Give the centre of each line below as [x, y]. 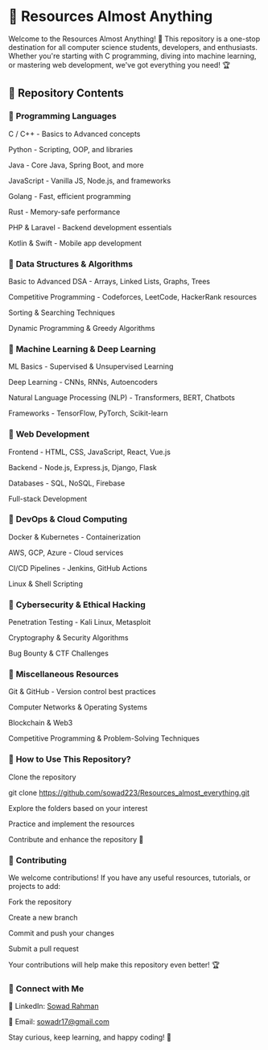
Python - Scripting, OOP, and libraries [71, 149]
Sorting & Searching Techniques [62, 312]
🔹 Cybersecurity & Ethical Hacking [77, 605]
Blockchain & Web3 [41, 723]
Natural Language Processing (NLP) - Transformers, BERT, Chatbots [122, 398]
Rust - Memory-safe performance [64, 212]
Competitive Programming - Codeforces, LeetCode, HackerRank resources [133, 296]
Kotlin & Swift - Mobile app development [75, 243]
